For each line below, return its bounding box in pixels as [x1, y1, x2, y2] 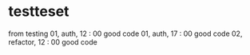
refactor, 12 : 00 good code [8, 37, 97, 46]
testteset [8, 2, 69, 21]
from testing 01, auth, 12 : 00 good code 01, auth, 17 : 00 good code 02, [8, 29, 243, 38]
